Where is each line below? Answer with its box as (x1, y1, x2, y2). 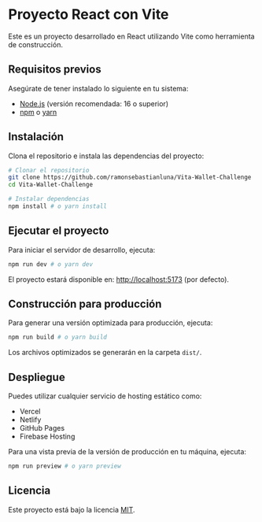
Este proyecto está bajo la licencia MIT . (8, 505, 135, 514)
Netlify (19, 415, 42, 424)
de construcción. (8, 39, 63, 49)
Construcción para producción (8, 298, 162, 311)
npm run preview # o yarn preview (8, 462, 122, 470)
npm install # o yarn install (8, 202, 108, 210)
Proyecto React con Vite (8, 6, 169, 24)
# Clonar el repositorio (8, 166, 90, 174)
